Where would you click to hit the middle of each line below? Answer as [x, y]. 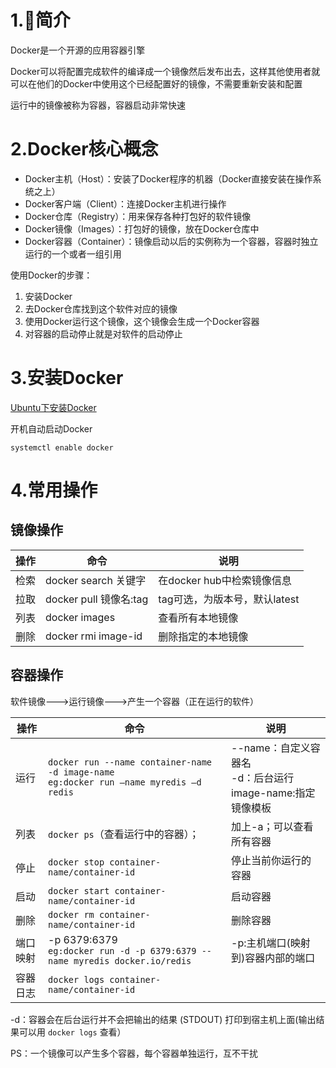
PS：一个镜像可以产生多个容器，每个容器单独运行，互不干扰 [134, 1053]
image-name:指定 [273, 793]
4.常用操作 [54, 490]
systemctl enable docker [62, 447]
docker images [80, 617]
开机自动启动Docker [51, 428]
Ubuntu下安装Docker [53, 407]
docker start [79, 890]
